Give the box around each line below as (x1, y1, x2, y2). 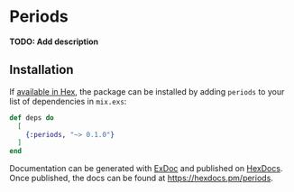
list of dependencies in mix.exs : (9, 96, 127, 106)
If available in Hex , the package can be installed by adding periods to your (9, 86, 285, 96)
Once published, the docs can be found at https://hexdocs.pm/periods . (9, 173, 273, 184)
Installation (9, 62, 74, 78)
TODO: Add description (9, 36, 99, 47)
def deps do (9, 113, 54, 123)
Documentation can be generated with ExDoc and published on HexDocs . (9, 163, 283, 174)
